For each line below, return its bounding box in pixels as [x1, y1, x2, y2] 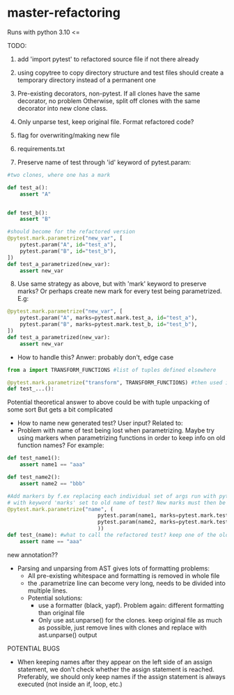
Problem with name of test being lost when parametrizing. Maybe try [17, 426, 214, 435]
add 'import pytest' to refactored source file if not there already [17, 54, 200, 63]
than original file [38, 608, 85, 617]
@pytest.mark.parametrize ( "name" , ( [7, 506, 114, 513]
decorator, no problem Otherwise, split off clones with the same [17, 96, 201, 105]
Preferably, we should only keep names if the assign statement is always [17, 672, 226, 680]
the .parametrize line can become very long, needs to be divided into [27, 579, 226, 587]
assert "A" [19, 190, 52, 198]
